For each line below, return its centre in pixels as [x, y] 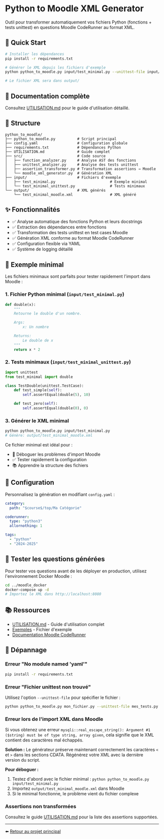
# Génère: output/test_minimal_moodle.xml [49, 436]
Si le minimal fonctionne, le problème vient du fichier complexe [75, 794]
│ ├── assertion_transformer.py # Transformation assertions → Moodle [81, 169]
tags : [10, 535]
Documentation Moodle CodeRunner [49, 635]
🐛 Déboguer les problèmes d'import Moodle [56, 454]
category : [15, 503]
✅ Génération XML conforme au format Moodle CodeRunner [73, 238]
